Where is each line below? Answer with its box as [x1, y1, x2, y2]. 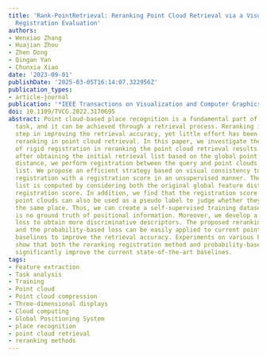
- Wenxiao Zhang [8, 33, 62, 42]
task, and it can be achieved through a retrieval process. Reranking [15, 122, 254, 130]
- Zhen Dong [8, 49, 48, 56]
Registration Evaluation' [15, 19, 102, 27]
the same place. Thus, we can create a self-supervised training [15, 204, 237, 211]
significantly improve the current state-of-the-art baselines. [15, 248, 233, 256]
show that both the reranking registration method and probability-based [15, 241, 265, 249]
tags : [8, 255, 26, 263]
